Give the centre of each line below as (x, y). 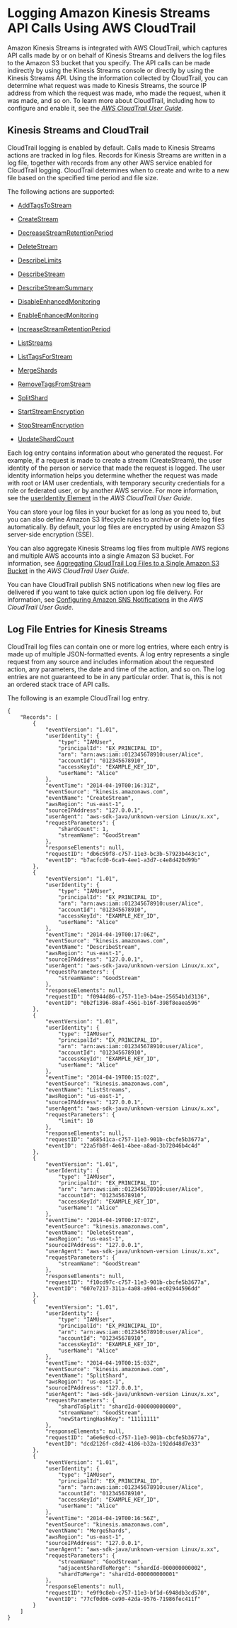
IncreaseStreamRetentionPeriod (64, 329)
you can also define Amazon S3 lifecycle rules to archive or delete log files (116, 519)
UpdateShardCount (46, 439)
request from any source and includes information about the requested (111, 661)
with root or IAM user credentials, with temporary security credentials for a (116, 483)
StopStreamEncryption (51, 425)
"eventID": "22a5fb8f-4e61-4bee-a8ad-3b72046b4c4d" (123, 1145)
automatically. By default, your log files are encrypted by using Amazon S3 (116, 527)
